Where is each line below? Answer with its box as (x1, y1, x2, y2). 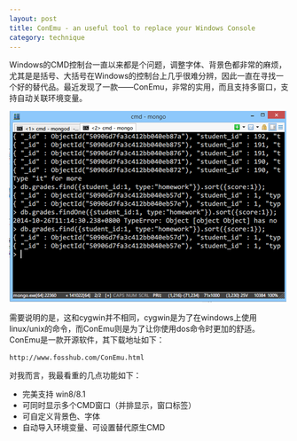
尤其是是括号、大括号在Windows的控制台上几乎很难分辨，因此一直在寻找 (9, 71, 277, 82)
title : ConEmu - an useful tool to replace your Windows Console (9, 23, 255, 33)
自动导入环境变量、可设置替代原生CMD (21, 422, 166, 433)
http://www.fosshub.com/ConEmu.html (9, 353, 145, 363)
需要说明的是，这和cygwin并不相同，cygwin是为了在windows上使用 (9, 312, 257, 323)
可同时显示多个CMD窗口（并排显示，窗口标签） (21, 400, 197, 411)
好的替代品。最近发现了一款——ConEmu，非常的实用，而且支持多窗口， (16, 82, 281, 92)
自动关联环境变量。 (16, 93, 87, 104)
